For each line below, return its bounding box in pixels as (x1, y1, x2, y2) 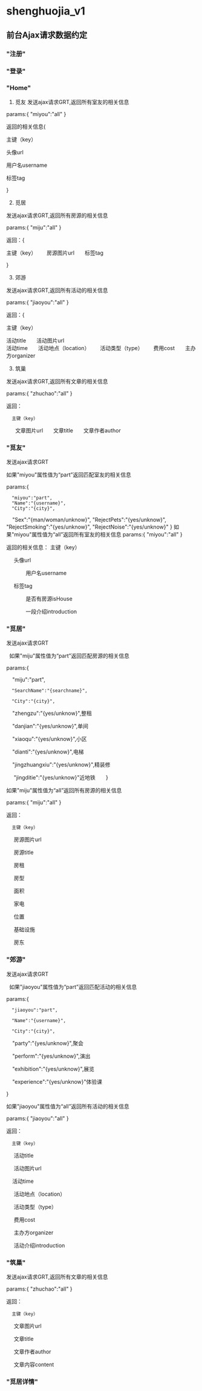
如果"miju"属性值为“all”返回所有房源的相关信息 (6, 787, 122, 794)
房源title (13, 849, 34, 856)
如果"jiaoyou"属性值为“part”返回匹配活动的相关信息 (8, 983, 137, 990)
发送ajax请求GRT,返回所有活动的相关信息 (6, 286, 108, 294)
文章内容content (13, 1361, 54, 1368)
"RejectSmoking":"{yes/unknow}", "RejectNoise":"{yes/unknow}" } (6, 523, 172, 530)
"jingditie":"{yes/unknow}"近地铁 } (13, 774, 109, 781)
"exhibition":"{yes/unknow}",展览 (11, 1065, 95, 1072)
